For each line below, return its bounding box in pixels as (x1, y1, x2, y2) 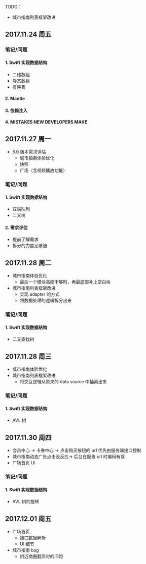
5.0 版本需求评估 (12, 149, 46, 155)
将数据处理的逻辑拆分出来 (19, 297, 72, 303)
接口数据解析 (19, 535, 46, 541)
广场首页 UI (12, 460, 36, 466)
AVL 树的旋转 (12, 499, 39, 505)
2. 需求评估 (5, 225, 28, 230)
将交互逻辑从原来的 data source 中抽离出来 (19, 379, 107, 385)
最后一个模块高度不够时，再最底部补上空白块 (19, 279, 111, 285)
